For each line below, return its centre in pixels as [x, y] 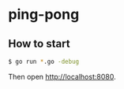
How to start [39, 44]
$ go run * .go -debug [44, 61]
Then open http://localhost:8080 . [62, 76]
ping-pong [44, 15]
